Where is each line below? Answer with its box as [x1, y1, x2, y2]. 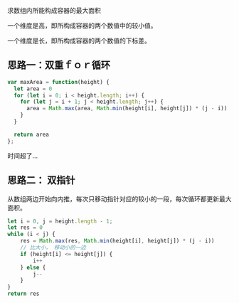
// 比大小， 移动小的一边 [20, 244, 87, 251]
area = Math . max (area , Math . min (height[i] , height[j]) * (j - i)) [26, 105, 228, 112]
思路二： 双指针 [7, 174, 75, 186]
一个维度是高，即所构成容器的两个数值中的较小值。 [7, 21, 157, 30]
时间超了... [7, 151, 38, 160]
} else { [20, 264, 46, 271]
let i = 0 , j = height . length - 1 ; [7, 218, 113, 225]
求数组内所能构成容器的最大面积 [7, 6, 101, 14]
